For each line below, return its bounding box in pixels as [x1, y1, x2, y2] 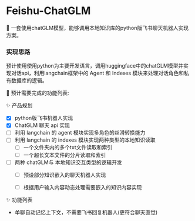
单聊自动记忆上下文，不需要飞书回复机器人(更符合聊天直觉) [14, 209, 158, 216]
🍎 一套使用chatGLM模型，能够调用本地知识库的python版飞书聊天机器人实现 [6, 24, 189, 31]
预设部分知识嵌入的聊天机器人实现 [23, 171, 106, 178]
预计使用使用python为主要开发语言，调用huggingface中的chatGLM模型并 [6, 62, 184, 69]
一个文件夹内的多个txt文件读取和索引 [23, 144, 113, 151]
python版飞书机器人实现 [14, 115, 73, 122]
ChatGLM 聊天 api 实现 [14, 122, 70, 129]
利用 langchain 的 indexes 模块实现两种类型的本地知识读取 [14, 136, 156, 143]
